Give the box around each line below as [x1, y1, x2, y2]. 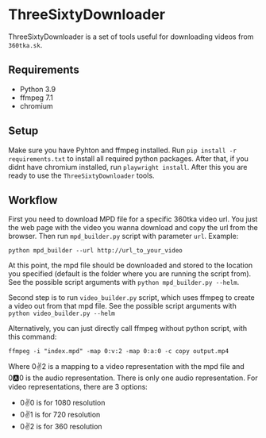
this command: [8, 332, 57, 342]
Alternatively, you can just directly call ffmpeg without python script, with [8, 324, 248, 333]
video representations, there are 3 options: [8, 382, 148, 392]
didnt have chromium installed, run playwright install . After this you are [8, 162, 248, 171]
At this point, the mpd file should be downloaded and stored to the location [8, 260, 253, 271]
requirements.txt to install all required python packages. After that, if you [8, 153, 249, 163]
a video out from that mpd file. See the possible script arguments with [8, 302, 237, 311]
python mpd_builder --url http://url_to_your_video [8, 247, 183, 255]
